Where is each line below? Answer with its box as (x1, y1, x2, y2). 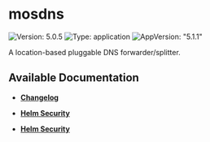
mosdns (8, 5, 65, 24)
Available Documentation (8, 71, 140, 85)
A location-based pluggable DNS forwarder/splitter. (8, 47, 181, 57)
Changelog (20, 93, 59, 102)
